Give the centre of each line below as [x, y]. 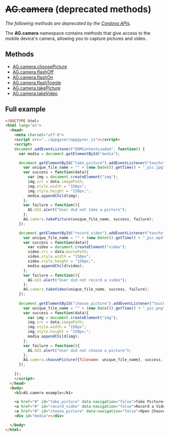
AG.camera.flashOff [33, 72]
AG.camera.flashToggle [37, 82]
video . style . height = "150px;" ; [61, 261]
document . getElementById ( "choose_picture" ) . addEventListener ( [85, 303]
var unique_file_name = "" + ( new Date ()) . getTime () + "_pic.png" [94, 308]
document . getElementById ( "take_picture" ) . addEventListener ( [83, 163]
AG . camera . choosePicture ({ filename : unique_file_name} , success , [93, 360]
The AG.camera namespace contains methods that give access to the [78, 33]
